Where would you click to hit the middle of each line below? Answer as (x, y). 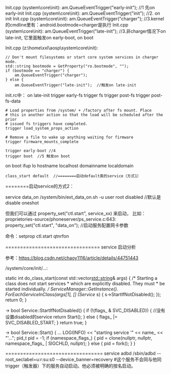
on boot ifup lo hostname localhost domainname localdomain (69, 166)
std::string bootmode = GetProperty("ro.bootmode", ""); (67, 66)
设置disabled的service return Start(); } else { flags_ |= (62, 317)
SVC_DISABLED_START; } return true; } (46, 323)
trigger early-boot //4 (31, 151)
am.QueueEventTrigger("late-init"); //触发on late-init (76, 85)
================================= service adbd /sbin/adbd (80, 353)
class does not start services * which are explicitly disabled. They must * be (85, 284)
